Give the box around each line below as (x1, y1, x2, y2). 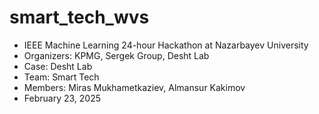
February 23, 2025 (23, 92, 102, 104)
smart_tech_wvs (9, 6, 150, 29)
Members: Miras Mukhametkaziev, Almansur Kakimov (23, 81, 246, 93)
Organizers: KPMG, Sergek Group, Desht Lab (23, 49, 210, 61)
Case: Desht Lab (23, 60, 93, 72)
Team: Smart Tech (23, 71, 100, 83)
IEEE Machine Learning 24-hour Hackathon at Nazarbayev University (23, 39, 309, 51)
